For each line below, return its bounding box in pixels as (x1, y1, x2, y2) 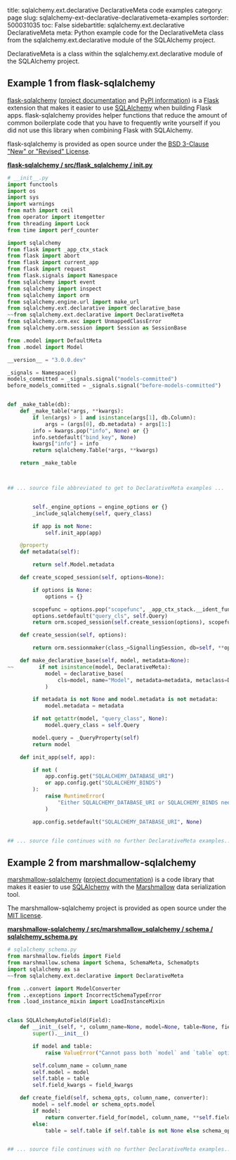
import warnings (7, 201, 55, 208)
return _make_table (20, 460, 77, 467)
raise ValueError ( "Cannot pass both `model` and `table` (44, 1049, 216, 1057)
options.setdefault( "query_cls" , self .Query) (32, 612, 169, 619)
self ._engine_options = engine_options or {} (32, 503, 169, 510)
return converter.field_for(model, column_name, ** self (44, 1114, 212, 1121)
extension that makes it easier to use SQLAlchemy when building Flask (7, 103, 212, 112)
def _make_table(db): (7, 401, 71, 408)
